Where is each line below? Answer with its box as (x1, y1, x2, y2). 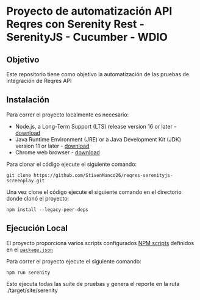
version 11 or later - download (15, 142, 90, 149)
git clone (6, 172, 32, 178)
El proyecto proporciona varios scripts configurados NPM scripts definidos (6, 239, 195, 246)
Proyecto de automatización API (6, 4, 173, 18)
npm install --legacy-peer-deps (6, 206, 88, 213)
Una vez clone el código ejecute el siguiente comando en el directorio (6, 188, 182, 196)
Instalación (6, 95, 50, 105)
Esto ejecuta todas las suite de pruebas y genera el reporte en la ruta (6, 280, 180, 287)
